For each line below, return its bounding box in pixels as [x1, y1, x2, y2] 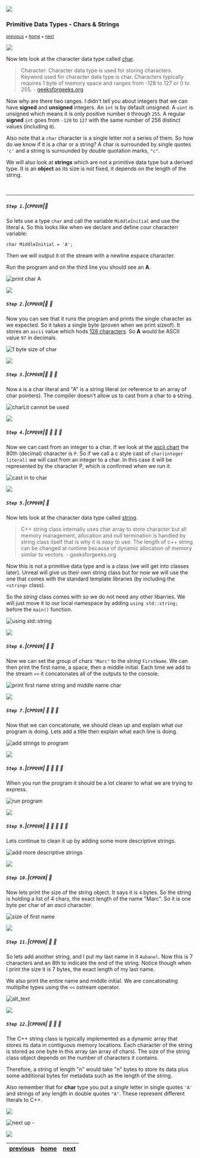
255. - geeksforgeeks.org [20, 86, 84, 93]
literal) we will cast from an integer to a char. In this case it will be [6, 456, 173, 463]
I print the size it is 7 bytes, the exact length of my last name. [6, 965, 155, 973]
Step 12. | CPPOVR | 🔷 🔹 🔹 [6, 1020, 62, 1027]
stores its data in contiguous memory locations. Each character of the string [6, 1041, 192, 1048]
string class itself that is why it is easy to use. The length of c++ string [20, 538, 193, 546]
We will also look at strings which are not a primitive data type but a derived [6, 159, 193, 166]
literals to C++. [6, 1096, 43, 1103]
